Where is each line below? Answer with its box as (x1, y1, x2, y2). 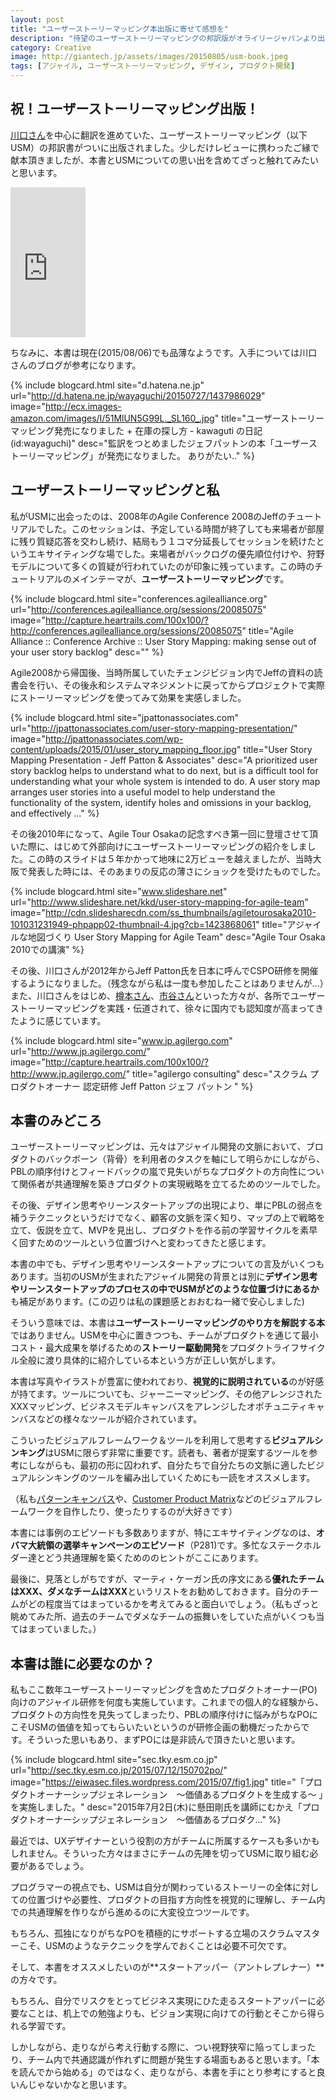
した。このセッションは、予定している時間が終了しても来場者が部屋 (44, 522, 325, 535)
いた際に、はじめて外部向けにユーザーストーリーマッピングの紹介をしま (10, 840, 308, 852)
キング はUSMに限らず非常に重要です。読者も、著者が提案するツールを (18, 1447, 310, 1459)
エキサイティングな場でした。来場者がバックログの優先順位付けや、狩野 (27, 547, 325, 560)
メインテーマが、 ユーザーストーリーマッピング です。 (71, 572, 290, 585)
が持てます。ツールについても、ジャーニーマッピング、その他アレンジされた (10, 1388, 323, 1400)
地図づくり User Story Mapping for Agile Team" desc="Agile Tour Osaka (27, 931, 326, 943)
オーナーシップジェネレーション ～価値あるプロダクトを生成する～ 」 (36, 1789, 324, 1801)
